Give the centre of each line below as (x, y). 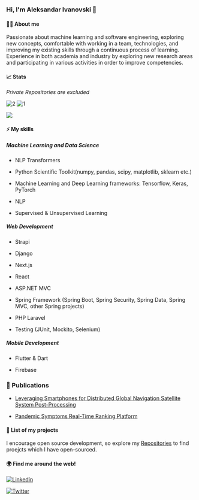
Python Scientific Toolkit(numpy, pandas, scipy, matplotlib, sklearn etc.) (103, 172)
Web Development (30, 226)
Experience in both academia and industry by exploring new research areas (99, 56)
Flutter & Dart (31, 358)
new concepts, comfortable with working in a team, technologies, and (92, 44)
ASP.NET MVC (33, 288)
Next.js (24, 265)
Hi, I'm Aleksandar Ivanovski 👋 (52, 10)
